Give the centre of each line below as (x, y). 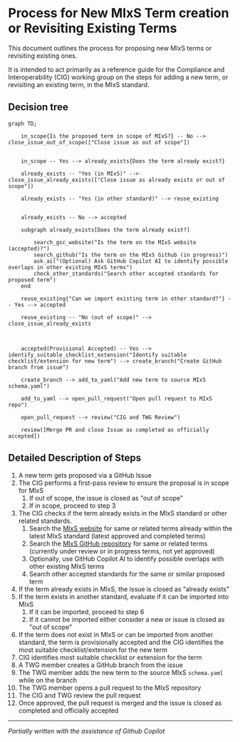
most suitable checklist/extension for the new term (93, 650)
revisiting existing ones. (43, 56)
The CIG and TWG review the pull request (79, 695)
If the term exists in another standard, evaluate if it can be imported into (124, 596)
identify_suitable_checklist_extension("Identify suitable (98, 355)
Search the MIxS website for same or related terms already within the (131, 528)
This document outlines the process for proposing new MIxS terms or (110, 48)
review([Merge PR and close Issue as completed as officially (115, 430)
